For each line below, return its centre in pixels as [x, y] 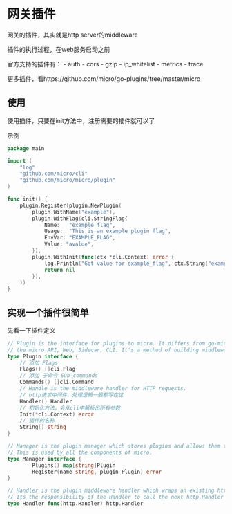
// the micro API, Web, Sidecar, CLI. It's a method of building [103, 350]
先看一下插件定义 [31, 330]
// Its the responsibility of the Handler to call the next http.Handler [116, 497]
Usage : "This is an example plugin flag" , [107, 231]
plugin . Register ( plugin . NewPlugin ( [71, 205]
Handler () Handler [46, 401]
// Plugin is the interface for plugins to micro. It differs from [106, 343]
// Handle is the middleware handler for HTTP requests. [103, 389]
